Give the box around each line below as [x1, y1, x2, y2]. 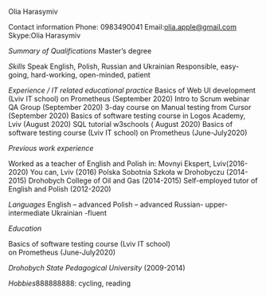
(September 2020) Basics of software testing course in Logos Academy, [8, 111, 245, 120]
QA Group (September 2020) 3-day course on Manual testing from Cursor [8, 103, 252, 112]
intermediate [8, 208, 50, 218]
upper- [205, 199, 229, 209]
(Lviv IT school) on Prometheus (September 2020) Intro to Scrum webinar [8, 94, 250, 103]
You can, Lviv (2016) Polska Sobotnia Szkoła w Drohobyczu [29, 168, 225, 176]
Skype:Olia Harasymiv [8, 31, 81, 40]
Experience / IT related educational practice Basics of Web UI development [8, 85, 256, 95]
